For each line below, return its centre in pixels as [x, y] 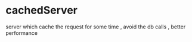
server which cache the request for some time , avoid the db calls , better [96, 27]
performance [22, 33]
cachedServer [42, 10]
